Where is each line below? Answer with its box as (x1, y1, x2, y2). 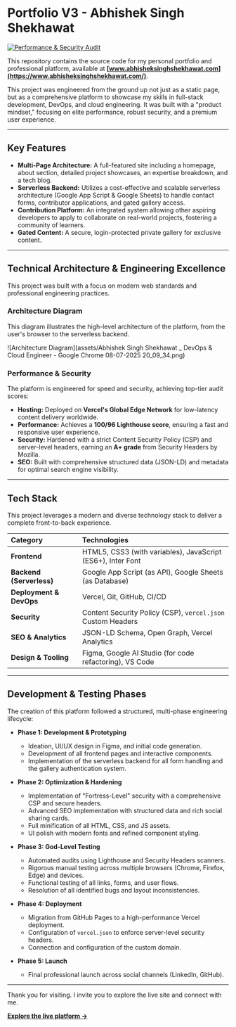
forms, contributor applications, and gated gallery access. (17, 198, 185, 207)
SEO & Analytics (11, 632, 67, 642)
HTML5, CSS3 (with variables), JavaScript (81, 547, 222, 556)
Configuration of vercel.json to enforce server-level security (27, 928, 205, 936)
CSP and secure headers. (27, 798, 103, 807)
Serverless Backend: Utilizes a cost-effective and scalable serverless (17, 183, 221, 191)
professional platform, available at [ (7, 64, 110, 72)
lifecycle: (7, 714, 34, 722)
